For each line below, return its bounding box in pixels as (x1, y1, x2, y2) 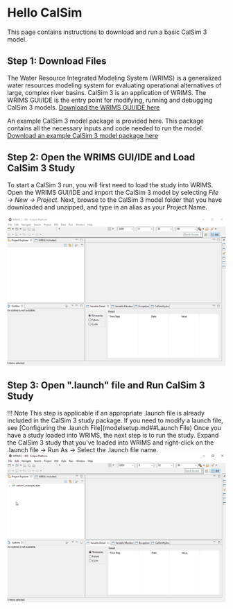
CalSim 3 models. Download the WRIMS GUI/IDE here (7, 103, 160, 112)
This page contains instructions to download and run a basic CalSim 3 (7, 28, 207, 36)
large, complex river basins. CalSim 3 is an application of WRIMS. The (7, 88, 207, 96)
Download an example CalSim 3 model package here (7, 131, 158, 139)
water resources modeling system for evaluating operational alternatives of (7, 81, 222, 89)
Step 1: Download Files (7, 55, 107, 67)
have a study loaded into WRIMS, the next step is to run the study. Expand (7, 431, 219, 439)
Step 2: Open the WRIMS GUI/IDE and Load (7, 151, 196, 164)
